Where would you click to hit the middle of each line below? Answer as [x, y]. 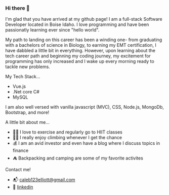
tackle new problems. [28, 67]
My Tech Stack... [23, 77]
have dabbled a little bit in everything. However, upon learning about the [80, 51]
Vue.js [19, 86]
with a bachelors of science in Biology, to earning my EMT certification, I [81, 45]
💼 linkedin [23, 187]
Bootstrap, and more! [27, 112]
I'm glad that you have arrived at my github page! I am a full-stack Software [84, 19]
